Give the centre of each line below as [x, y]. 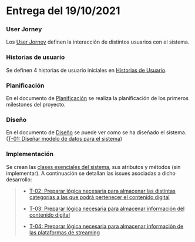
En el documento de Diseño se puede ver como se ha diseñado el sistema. [96, 132]
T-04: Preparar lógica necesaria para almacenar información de [106, 226]
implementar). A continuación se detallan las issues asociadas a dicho [91, 173]
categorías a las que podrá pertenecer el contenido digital [99, 197]
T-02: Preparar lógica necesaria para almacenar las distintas [102, 191]
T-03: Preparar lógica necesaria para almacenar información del [107, 208]
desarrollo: [19, 179]
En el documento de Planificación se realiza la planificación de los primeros [97, 98]
